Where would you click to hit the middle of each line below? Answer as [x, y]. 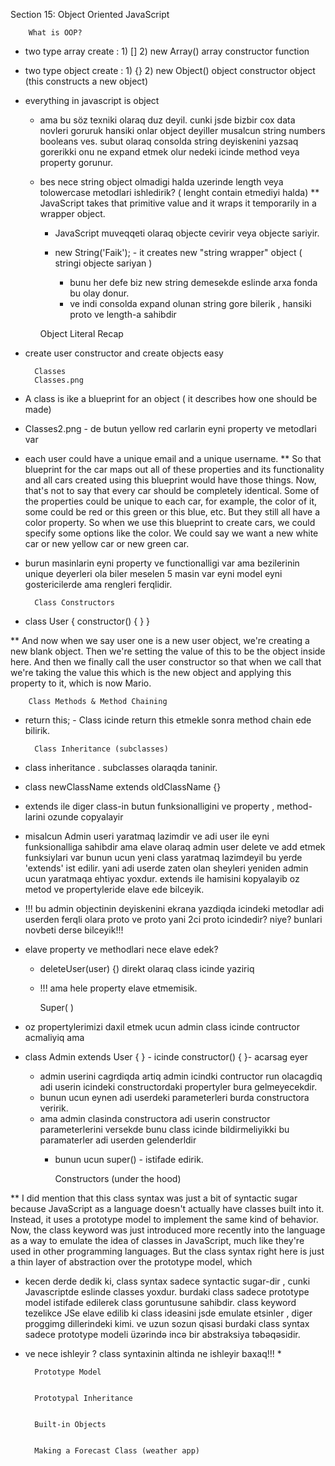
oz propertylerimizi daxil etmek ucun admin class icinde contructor [162, 1027]
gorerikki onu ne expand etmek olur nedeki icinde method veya [169, 152]
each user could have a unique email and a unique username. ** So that [173, 458]
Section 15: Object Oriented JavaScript [90, 14]
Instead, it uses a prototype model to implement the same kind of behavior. [164, 1219]
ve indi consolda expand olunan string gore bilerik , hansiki [190, 303]
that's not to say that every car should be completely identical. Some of [172, 490]
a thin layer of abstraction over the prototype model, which [131, 1262]
